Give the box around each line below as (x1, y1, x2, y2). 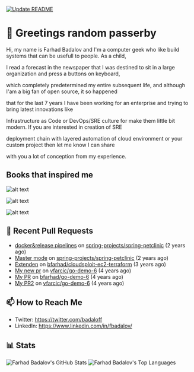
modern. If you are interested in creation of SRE (6, 123, 123, 131)
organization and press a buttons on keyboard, (6, 70, 120, 77)
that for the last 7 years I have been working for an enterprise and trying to (6, 99, 189, 106)
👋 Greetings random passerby (6, 27, 157, 40)
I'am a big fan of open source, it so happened (6, 88, 117, 95)
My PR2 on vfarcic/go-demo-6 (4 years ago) (14, 279, 125, 287)
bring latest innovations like (6, 106, 73, 113)
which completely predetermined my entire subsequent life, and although (6, 81, 186, 88)
